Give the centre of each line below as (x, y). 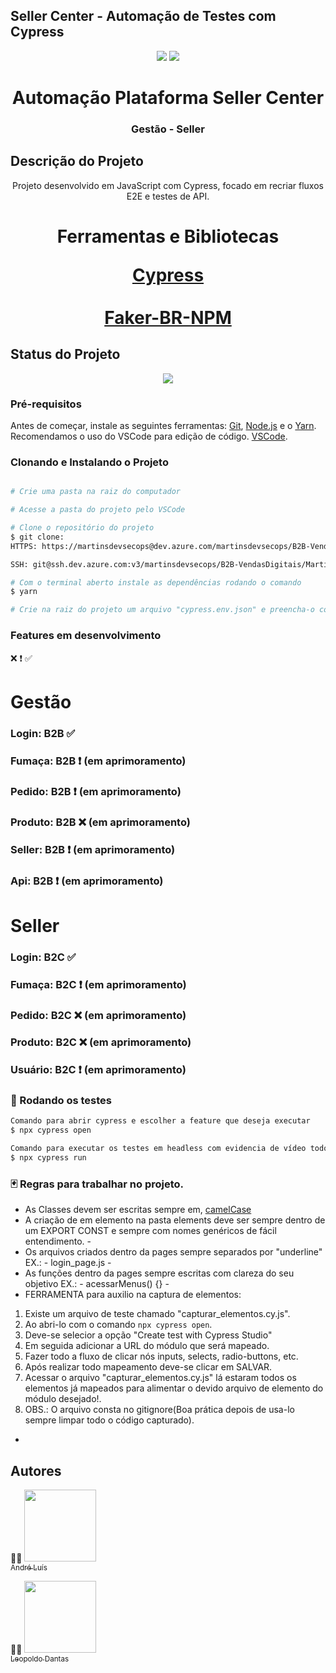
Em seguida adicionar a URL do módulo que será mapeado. (147, 1346)
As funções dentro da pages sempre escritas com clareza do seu (159, 1273)
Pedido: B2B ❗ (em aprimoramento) (96, 792)
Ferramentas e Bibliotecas (168, 236)
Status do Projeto (65, 354)
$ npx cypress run (48, 1157)
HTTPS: (24, 546)
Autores (36, 1470)
